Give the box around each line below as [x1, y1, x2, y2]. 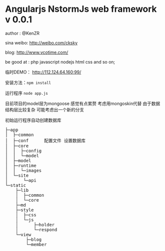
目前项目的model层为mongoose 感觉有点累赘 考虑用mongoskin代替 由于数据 [5, 100, 161, 107]
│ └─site [5, 173, 29, 178]
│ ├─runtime [5, 163, 37, 168]
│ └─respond [15, 227, 58, 232]
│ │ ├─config [5, 148, 42, 153]
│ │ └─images [5, 168, 42, 173]
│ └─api [5, 178, 37, 183]
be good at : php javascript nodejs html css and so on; [5, 59, 115, 65]
